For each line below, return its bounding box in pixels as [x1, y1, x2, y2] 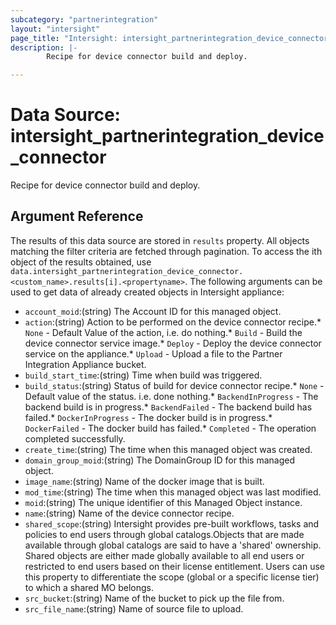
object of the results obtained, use [10, 256, 152, 268]
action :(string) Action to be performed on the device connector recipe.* [24, 316, 322, 328]
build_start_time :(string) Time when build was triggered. [24, 369, 263, 381]
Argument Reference [10, 208, 144, 225]
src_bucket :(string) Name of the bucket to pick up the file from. [24, 592, 285, 604]
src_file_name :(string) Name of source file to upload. [24, 602, 244, 615]
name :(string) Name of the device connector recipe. [24, 507, 235, 519]
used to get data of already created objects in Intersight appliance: [10, 286, 285, 298]
